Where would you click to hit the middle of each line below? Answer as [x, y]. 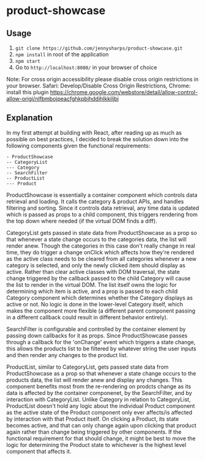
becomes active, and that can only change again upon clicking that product [102, 425]
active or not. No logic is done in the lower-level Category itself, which [95, 304]
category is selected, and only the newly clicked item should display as [96, 265]
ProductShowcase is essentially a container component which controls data [102, 195]
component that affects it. [39, 451]
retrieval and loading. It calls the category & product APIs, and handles [95, 201]
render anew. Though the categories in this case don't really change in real [101, 246]
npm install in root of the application [62, 54]
